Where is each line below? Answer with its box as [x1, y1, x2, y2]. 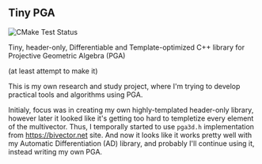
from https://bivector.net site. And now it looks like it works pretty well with [8, 130, 253, 140]
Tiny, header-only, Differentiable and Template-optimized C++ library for [8, 43, 245, 52]
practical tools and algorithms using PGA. [8, 90, 143, 99]
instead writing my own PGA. [8, 147, 103, 156]
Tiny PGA [8, 6, 55, 20]
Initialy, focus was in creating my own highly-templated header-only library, [8, 105, 254, 114]
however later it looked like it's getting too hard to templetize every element [8, 114, 254, 123]
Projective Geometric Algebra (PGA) [8, 50, 126, 60]
